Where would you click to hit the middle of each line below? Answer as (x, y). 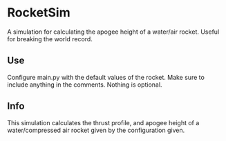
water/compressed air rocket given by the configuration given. (96, 130)
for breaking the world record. (50, 39)
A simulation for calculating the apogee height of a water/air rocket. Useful (113, 32)
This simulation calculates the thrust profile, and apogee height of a (103, 122)
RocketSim (39, 13)
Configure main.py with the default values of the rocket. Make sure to (106, 77)
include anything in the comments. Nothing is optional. (85, 85)
